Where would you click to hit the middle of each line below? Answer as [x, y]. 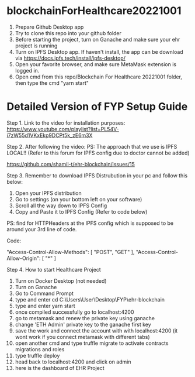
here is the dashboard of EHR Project [60, 368]
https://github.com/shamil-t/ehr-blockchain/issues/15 [71, 164]
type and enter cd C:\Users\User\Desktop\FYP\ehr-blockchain [90, 299]
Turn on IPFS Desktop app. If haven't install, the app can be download [99, 52]
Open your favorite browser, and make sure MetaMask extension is [96, 64]
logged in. [27, 70]
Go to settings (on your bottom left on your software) [79, 199]
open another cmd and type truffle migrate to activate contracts [92, 343]
